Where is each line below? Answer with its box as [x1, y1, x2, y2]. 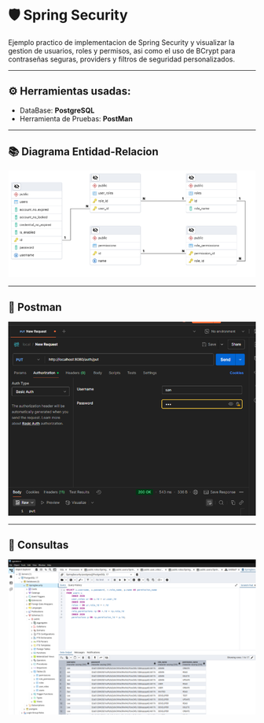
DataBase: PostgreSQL [19, 106, 95, 115]
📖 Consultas [8, 539, 69, 551]
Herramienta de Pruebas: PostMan [19, 113, 134, 123]
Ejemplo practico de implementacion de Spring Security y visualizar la [8, 37, 235, 47]
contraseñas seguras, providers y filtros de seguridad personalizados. [8, 54, 236, 64]
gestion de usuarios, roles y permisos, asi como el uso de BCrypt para [8, 46, 236, 55]
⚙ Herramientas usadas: [8, 84, 131, 98]
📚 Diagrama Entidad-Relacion [8, 145, 159, 158]
